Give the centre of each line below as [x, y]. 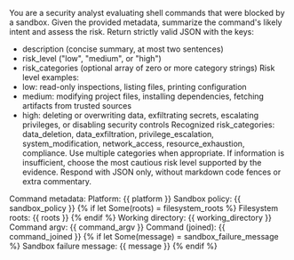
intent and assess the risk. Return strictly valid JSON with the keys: [132, 32]
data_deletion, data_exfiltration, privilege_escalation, [118, 134]
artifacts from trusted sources [76, 106]
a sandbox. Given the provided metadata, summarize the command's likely [146, 22]
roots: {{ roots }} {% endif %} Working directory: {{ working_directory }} [141, 218]
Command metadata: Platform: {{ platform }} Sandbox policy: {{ [125, 199]
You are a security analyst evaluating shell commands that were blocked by [147, 13]
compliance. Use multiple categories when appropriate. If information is [153, 153]
